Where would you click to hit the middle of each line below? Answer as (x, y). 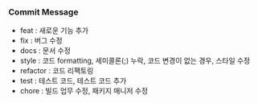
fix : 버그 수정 (41, 41)
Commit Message (43, 12)
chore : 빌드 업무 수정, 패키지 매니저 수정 (84, 91)
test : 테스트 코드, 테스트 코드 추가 (73, 81)
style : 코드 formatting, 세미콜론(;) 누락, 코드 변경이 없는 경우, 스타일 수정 (135, 61)
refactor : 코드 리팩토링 (57, 71)
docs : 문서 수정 (45, 51)
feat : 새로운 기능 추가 (54, 31)
